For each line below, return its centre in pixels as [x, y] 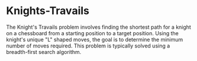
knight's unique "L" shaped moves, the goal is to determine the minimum [95, 39]
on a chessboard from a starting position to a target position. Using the [92, 33]
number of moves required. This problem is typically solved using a [88, 46]
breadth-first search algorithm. [44, 52]
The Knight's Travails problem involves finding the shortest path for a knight [98, 27]
